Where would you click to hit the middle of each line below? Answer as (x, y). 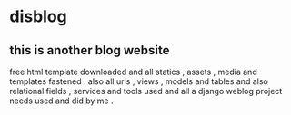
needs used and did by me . (61, 101)
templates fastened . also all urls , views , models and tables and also (139, 81)
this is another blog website (90, 50)
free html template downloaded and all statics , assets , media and (133, 72)
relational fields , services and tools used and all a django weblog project (146, 91)
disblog (39, 17)
